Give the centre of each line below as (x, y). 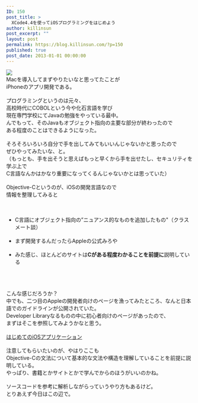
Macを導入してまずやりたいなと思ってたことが (63, 79)
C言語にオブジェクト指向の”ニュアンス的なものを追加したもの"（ (94, 219)
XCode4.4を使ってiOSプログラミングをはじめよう (63, 23)
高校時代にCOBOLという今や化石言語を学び (59, 108)
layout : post (22, 39)
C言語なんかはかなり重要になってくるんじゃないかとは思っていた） (88, 173)
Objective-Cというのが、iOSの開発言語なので (62, 187)
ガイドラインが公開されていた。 (60, 308)
